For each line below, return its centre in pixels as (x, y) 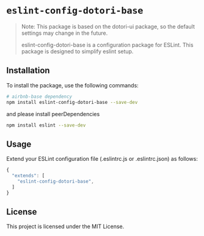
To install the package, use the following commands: (72, 85)
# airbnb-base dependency (39, 97)
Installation (28, 71)
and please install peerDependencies (53, 114)
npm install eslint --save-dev (46, 125)
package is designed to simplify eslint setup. (77, 51)
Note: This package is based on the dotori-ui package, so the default (108, 26)
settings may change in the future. (64, 33)
